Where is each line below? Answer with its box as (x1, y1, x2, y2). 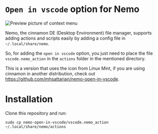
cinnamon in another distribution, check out (5, 70, 95, 76)
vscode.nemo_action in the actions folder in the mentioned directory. (5, 55, 146, 61)
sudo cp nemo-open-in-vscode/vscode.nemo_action (5, 119, 109, 125)
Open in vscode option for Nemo (5, 4, 139, 15)
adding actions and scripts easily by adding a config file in (5, 35, 125, 41)
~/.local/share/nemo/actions (5, 124, 66, 129)
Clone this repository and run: (5, 110, 67, 116)
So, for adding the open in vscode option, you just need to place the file (5, 50, 153, 56)
